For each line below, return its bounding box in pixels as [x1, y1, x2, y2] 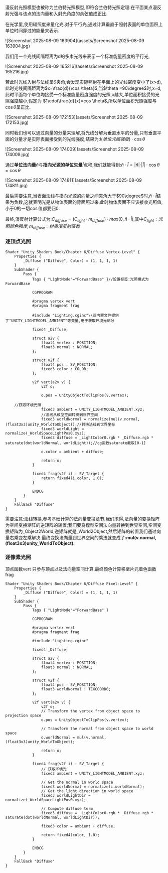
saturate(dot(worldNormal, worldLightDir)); [5, 815, 100, 820]
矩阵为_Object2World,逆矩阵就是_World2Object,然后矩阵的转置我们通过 [9, 528, 157, 534]
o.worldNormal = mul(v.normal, [41, 735, 107, 740]
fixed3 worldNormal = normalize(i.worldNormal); [41, 784, 144, 789]
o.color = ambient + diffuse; [41, 449, 104, 454]
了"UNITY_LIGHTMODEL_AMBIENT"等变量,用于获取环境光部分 [5, 318, 114, 323]
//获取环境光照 [14, 402, 42, 407]
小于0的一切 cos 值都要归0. [5, 205, 60, 211]
